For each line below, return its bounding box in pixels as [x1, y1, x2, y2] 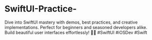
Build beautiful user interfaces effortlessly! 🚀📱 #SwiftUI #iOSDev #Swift [4, 29, 148, 35]
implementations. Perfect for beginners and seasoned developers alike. [4, 24, 148, 30]
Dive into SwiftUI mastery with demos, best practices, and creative [4, 19, 138, 25]
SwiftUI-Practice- [4, 3, 77, 14]
